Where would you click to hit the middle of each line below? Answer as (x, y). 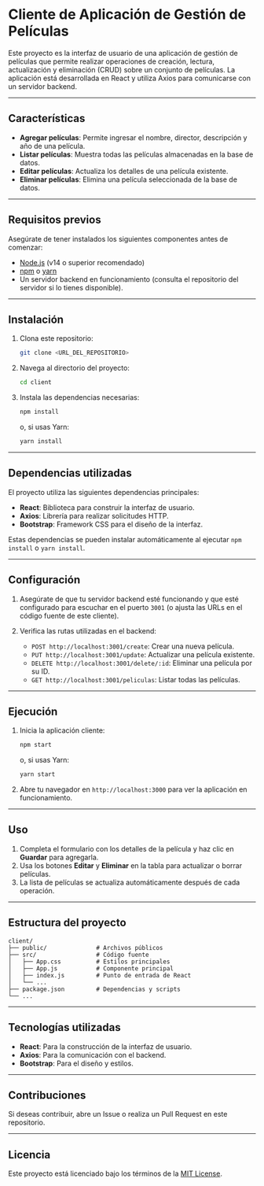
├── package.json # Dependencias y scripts (94, 989)
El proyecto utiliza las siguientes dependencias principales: (104, 492)
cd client (36, 382)
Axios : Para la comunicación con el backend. (93, 1055)
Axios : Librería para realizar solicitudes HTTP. (94, 515)
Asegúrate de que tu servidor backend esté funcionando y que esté (129, 599)
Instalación (36, 319)
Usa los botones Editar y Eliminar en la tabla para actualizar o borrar (130, 865)
